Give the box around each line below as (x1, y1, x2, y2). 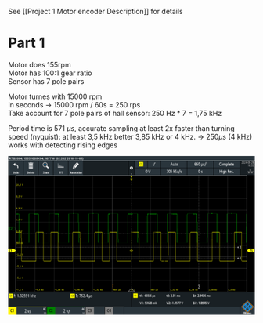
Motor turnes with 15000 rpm (8, 92, 103, 101)
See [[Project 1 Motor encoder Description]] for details (8, 7, 183, 16)
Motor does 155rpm (8, 60, 72, 69)
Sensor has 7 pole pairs (8, 76, 85, 85)
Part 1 (8, 34, 45, 52)
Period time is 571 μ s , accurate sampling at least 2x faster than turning (8, 123, 235, 132)
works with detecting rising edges (8, 140, 118, 150)
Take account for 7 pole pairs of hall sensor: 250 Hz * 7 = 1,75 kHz (8, 108, 222, 118)
